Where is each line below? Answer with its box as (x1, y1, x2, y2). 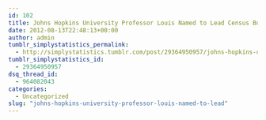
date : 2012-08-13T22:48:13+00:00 (8, 26, 119, 34)
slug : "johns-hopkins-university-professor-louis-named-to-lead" (8, 99, 228, 107)
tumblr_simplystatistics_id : (8, 56, 104, 64)
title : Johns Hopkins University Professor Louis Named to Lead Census (8, 19, 249, 27)
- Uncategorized (15, 92, 69, 100)
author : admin (8, 33, 55, 42)
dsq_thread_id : (8, 70, 59, 78)
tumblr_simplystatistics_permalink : (8, 41, 129, 49)
